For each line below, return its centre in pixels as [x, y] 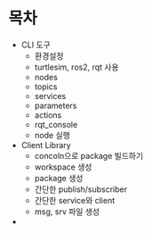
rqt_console [56, 124]
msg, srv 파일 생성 [67, 212]
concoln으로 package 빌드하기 [89, 155]
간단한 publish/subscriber [81, 189]
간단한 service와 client [75, 200]
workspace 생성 [63, 167]
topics [46, 87]
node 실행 [52, 135]
